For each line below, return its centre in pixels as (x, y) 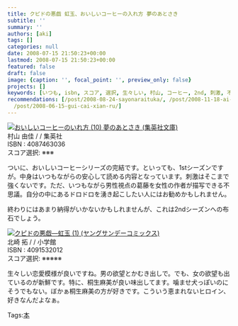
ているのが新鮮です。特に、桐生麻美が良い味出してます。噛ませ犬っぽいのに (118, 282)
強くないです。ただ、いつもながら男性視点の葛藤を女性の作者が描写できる (115, 185)
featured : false (31, 67)
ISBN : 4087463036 (36, 144)
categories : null (33, 47)
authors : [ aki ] (30, 34)
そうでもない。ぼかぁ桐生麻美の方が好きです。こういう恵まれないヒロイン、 (119, 291)
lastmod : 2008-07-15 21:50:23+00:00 (61, 60)
